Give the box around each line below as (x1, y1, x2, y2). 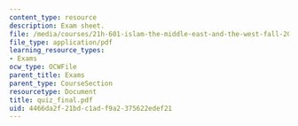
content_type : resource (9, 12, 98, 22)
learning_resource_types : (9, 46, 105, 55)
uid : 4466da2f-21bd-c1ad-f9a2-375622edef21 (9, 104, 173, 113)
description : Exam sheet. (9, 21, 105, 30)
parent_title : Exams (9, 71, 86, 80)
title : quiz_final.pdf (9, 95, 93, 105)
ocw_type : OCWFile (9, 63, 77, 72)
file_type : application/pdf (9, 37, 114, 47)
